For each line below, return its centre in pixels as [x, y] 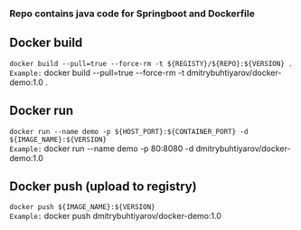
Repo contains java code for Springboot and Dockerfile [132, 14]
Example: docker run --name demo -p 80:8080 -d [102, 149]
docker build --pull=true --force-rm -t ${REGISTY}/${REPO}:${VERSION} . [151, 63]
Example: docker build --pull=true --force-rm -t [97, 72]
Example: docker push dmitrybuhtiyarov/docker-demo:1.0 [115, 216]
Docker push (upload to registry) [103, 186]
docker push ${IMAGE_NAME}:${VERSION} [82, 207]
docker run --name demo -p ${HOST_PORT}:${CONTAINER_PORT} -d [129, 131]
